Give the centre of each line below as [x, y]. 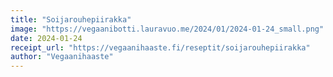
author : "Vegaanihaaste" [62, 57]
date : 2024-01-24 [46, 38]
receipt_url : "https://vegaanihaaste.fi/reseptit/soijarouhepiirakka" [160, 47]
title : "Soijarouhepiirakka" [71, 19]
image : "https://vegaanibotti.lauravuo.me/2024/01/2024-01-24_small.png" [167, 29]
